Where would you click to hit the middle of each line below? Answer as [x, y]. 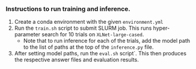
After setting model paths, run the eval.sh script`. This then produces [100, 54]
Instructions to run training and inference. [68, 9]
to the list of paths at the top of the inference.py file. [88, 47]
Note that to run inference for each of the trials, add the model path [107, 41]
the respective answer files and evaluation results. [76, 60]
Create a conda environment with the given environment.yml [89, 22]
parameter [27, 34]
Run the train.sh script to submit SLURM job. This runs [83, 28]
